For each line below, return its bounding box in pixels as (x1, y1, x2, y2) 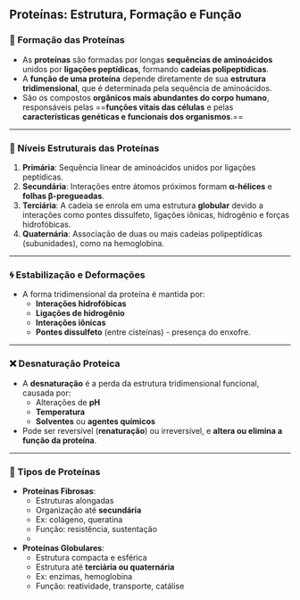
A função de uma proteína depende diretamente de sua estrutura (21, 73, 266, 84)
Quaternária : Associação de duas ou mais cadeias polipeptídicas (21, 228, 263, 239)
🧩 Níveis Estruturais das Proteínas (9, 142, 160, 154)
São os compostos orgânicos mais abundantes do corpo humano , (21, 92, 270, 103)
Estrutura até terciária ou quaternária (35, 562, 175, 572)
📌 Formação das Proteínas (9, 34, 125, 46)
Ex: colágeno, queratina (35, 513, 123, 525)
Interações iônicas (35, 317, 106, 329)
